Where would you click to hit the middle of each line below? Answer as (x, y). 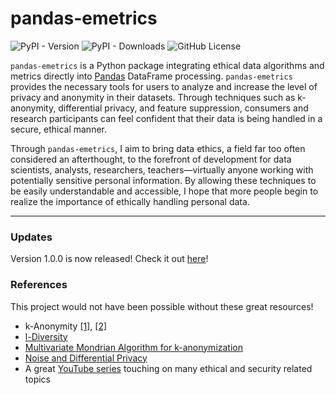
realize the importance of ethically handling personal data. (130, 201)
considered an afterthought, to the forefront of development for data (151, 159)
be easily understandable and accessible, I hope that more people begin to (164, 191)
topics (37, 379)
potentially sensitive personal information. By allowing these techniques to (163, 180)
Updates (31, 237)
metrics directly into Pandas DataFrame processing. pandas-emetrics (151, 76)
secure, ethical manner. (58, 129)
